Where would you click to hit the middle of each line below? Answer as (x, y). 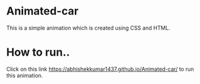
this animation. (25, 75)
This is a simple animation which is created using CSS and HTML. (88, 28)
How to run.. (38, 52)
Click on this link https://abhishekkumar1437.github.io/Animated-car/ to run (100, 69)
